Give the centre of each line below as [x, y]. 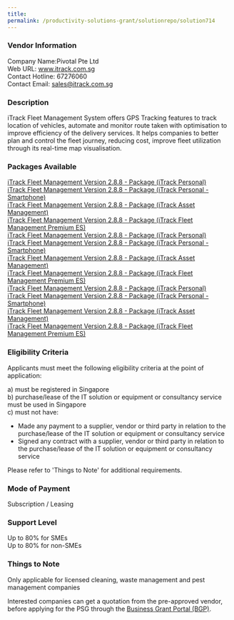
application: [25, 375]
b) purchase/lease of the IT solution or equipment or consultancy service [115, 397]
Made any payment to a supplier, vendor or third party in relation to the [122, 426]
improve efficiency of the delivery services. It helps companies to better [113, 133]
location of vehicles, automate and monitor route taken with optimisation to [117, 126]
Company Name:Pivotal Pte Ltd [53, 61]
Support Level [32, 522]
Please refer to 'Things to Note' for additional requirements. [95, 470]
